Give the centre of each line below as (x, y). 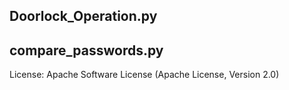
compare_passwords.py (86, 50)
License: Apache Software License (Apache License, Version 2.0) (144, 75)
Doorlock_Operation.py (83, 16)
